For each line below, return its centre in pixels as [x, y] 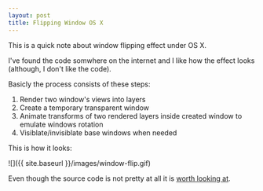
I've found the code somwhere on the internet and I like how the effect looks [131, 61]
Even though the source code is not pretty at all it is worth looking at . [119, 178]
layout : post [29, 15]
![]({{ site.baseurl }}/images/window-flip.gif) [80, 163]
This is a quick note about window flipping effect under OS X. [107, 45]
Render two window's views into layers [82, 99]
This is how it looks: [40, 148]
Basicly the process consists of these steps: [79, 84]
